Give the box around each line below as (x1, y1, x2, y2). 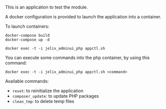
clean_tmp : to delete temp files (12, 99, 74, 104)
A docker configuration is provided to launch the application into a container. (5, 14, 162, 19)
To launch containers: (5, 23, 50, 29)
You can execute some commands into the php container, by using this (5, 54, 150, 60)
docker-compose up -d (5, 37, 50, 42)
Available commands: (5, 78, 49, 84)
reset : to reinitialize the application (12, 88, 84, 94)
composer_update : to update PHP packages (12, 93, 99, 99)
